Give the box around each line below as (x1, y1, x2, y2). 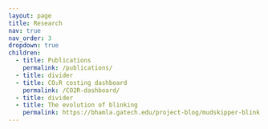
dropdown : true (8, 42, 59, 50)
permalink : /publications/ (22, 64, 113, 72)
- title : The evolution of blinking (15, 101, 138, 109)
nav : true (8, 26, 42, 34)
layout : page (8, 11, 52, 20)
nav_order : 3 (8, 34, 52, 42)
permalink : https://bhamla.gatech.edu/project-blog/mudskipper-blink (22, 109, 261, 117)
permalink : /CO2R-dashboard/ (22, 86, 120, 95)
